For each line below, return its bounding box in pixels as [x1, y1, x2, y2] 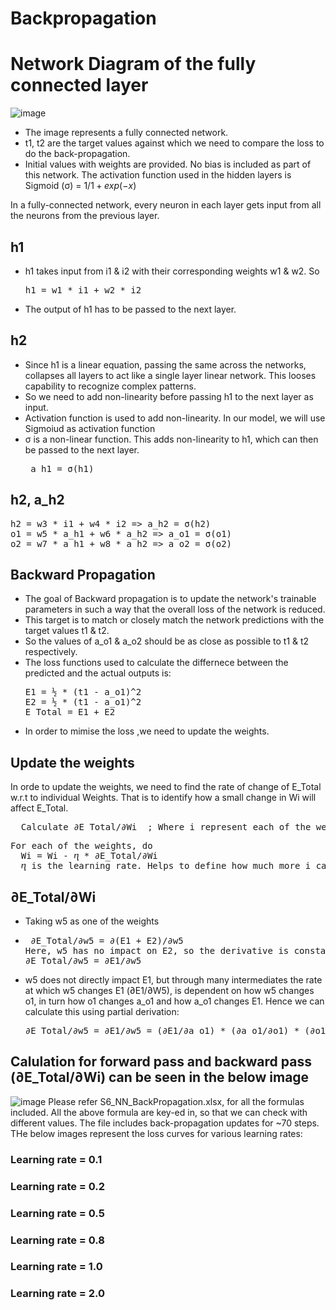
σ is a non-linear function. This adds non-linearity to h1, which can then [24, 433, 319, 445]
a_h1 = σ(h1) [30, 463, 95, 474]
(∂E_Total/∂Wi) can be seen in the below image [10, 1069, 310, 1086]
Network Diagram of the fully [10, 53, 257, 76]
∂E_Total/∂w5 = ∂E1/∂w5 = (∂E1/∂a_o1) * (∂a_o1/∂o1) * [24, 1025, 300, 1036]
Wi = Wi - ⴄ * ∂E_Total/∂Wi [20, 850, 158, 862]
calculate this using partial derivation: [24, 1006, 180, 1017]
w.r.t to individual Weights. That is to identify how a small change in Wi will [10, 792, 317, 804]
